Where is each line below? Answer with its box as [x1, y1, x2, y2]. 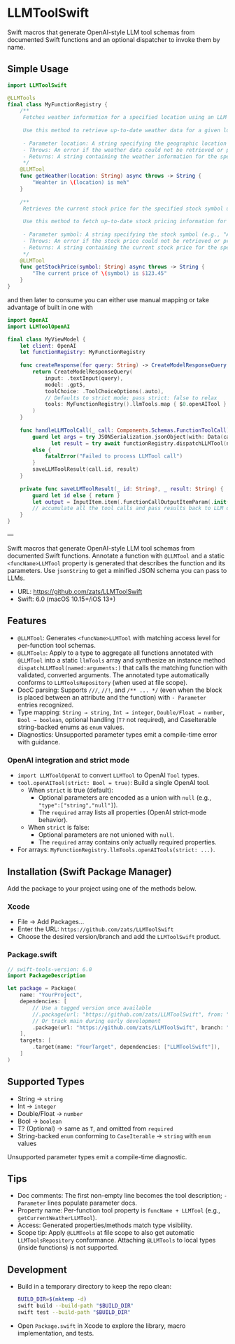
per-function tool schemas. [17, 641, 96, 649]
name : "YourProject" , [20, 991, 83, 998]
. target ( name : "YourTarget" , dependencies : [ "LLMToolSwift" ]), [32, 1044, 220, 1051]
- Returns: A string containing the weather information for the [22, 153, 218, 160]
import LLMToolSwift [7, 82, 68, 89]
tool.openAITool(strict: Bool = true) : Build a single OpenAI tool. [17, 779, 210, 787]
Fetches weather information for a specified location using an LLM [22, 114, 227, 121]
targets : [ [20, 1037, 52, 1044]
